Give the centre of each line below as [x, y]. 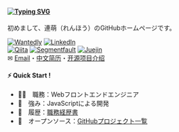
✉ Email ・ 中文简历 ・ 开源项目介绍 [56, 58]
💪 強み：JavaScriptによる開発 [63, 104]
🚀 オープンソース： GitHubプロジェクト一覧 [82, 121]
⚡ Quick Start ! [29, 75]
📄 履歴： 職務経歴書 [48, 112]
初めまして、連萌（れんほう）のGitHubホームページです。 [92, 28]
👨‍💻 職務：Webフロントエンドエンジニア [78, 94]
